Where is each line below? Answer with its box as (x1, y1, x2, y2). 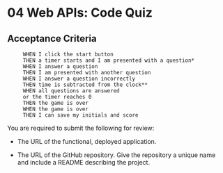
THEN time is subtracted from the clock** (22, 81, 148, 88)
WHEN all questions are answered (22, 88, 120, 94)
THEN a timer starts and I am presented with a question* (22, 57, 195, 64)
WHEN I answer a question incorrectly (22, 75, 136, 82)
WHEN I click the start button (22, 51, 114, 58)
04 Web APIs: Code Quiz (7, 5, 153, 21)
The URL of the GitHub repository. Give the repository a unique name (17, 151, 216, 159)
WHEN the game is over (22, 106, 89, 113)
